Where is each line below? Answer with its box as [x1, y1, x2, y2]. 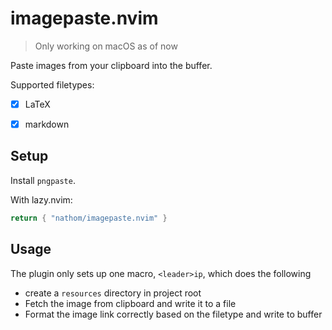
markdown [24, 118, 70, 130]
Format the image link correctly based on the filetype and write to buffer [24, 308, 323, 320]
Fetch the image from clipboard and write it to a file [24, 297, 237, 309]
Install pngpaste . [10, 174, 76, 186]
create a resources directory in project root [24, 287, 202, 299]
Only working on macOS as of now [34, 40, 178, 52]
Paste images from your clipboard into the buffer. [10, 59, 213, 71]
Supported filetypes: [10, 78, 95, 91]
